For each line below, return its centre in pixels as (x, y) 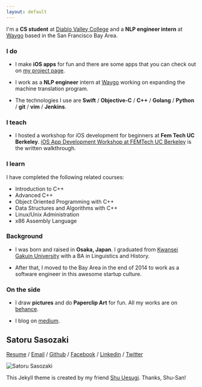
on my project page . (40, 71)
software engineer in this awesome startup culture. (78, 274)
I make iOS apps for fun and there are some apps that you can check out (105, 64)
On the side (24, 289)
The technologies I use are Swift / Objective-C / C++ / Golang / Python (105, 100)
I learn (16, 164)
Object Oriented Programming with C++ (65, 201)
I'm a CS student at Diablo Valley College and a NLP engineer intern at (94, 29)
